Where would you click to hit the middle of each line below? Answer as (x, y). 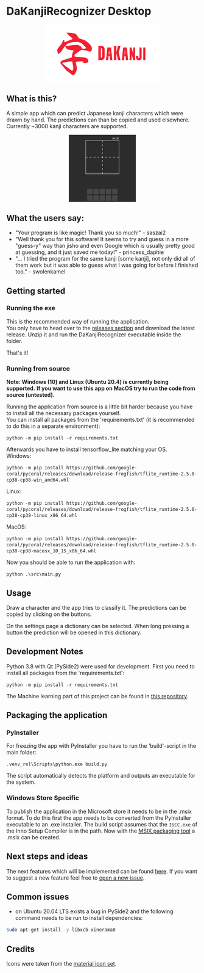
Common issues (38, 896)
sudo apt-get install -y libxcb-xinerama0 (61, 930)
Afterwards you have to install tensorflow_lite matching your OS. (87, 449)
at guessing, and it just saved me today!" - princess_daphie (90, 252)
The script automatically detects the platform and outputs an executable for (101, 776)
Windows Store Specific (43, 798)
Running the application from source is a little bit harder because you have (100, 407)
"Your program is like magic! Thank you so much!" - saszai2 (90, 233)
